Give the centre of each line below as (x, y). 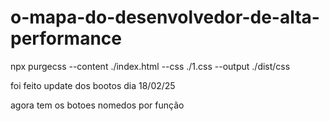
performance (66, 38)
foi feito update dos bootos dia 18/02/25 (93, 85)
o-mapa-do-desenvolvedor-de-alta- (165, 17)
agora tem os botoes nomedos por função (97, 105)
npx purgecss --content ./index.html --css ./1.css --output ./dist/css (150, 66)
